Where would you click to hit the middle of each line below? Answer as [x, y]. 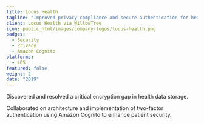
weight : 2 [19, 74]
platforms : [20, 57]
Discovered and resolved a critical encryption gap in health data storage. [97, 97]
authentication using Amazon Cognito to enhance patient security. [89, 115]
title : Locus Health [32, 12]
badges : [16, 34]
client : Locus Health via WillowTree [54, 23]
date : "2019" [23, 79]
